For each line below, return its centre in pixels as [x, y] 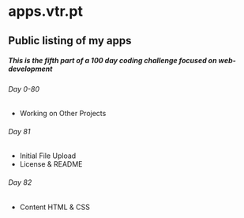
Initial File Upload [48, 156]
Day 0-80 [24, 88]
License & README [51, 164]
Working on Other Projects [63, 114]
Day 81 [19, 131]
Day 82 [20, 182]
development [30, 69]
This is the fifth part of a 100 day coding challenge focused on [113, 61]
